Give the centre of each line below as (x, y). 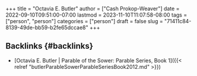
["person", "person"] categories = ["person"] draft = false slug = (85, 21)
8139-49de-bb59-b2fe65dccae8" (47, 27)
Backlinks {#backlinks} (49, 46)
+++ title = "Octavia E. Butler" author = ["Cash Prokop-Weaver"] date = (93, 9)
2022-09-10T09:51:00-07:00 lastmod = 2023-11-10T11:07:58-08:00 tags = (96, 15)
